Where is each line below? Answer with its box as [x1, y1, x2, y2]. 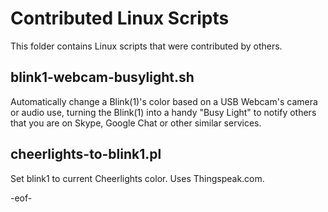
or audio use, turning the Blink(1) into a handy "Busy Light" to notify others [10, 106, 317, 118]
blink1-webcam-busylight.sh [10, 69, 195, 86]
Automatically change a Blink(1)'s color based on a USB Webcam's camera [10, 95, 318, 107]
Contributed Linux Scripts [10, 7, 230, 30]
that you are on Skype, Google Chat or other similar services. [10, 117, 262, 129]
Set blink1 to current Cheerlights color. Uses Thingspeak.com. [10, 172, 265, 184]
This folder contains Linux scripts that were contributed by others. [10, 40, 283, 52]
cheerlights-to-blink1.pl [10, 146, 162, 163]
